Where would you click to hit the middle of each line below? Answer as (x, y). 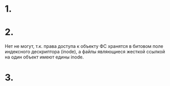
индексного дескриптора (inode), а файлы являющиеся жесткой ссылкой (85, 52)
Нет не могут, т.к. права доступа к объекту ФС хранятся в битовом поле (84, 46)
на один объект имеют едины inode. (44, 57)
